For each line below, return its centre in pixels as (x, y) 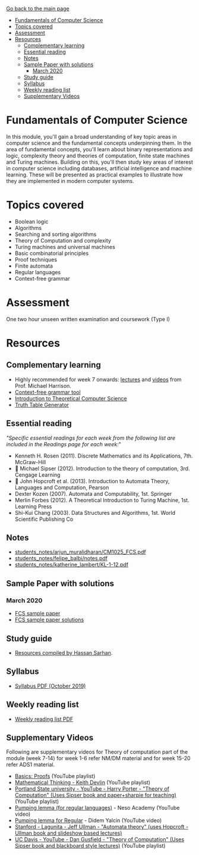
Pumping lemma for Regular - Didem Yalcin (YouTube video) (88, 820)
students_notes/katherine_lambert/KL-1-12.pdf (72, 565)
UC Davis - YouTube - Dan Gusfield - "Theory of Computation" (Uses (99, 840)
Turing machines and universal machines (65, 247)
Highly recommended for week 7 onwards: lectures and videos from (98, 379)
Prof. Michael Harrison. (43, 385)
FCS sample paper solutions (49, 620)
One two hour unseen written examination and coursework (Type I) (88, 319)
